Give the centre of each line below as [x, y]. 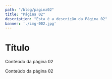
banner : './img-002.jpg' [31, 23]
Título [17, 48]
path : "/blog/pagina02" [30, 10]
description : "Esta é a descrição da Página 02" [56, 19]
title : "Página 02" [25, 14]
